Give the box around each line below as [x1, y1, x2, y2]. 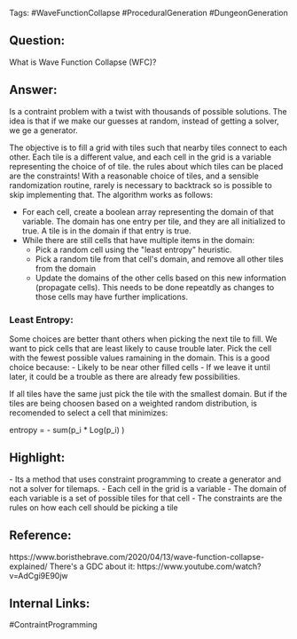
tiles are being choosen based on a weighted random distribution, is [9, 398, 257, 408]
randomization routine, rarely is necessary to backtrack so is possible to [9, 179, 272, 190]
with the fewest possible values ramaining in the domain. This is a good [9, 352, 270, 363]
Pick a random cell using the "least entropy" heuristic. [35, 244, 232, 255]
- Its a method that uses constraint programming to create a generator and [9, 474, 282, 485]
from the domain [35, 263, 97, 273]
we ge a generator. [9, 124, 78, 136]
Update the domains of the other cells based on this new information [35, 272, 286, 283]
